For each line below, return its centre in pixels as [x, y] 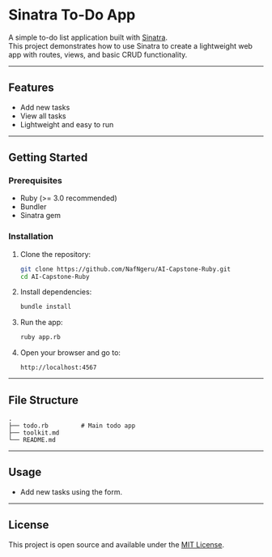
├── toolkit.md [34, 433]
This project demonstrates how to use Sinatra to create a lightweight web [131, 45]
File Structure [43, 400]
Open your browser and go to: [70, 353]
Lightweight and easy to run [67, 124]
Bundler [33, 207]
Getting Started [48, 158]
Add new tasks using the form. [71, 491]
